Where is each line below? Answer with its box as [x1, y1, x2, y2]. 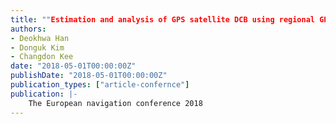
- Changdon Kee [10, 52, 74, 62]
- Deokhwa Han [10, 33, 70, 43]
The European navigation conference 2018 [28, 98, 203, 108]
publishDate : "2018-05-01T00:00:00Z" [10, 71, 168, 81]
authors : [10, 24, 47, 34]
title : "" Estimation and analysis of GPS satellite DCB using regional [10, 14, 316, 25]
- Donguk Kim [10, 42, 65, 53]
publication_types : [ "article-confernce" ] [10, 80, 190, 90]
